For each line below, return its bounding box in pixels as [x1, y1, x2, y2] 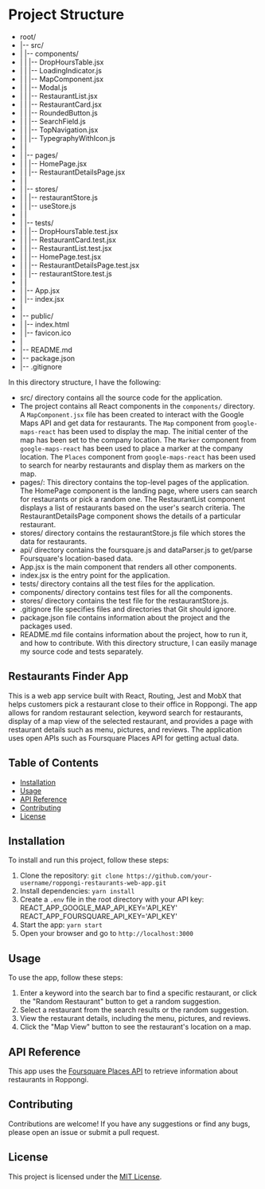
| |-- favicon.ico [19, 328, 72, 338]
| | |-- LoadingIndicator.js [19, 65, 102, 75]
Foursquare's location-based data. [19, 553, 134, 563]
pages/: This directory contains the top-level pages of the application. [19, 477, 249, 487]
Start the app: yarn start [19, 920, 103, 929]
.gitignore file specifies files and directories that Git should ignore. [19, 604, 236, 614]
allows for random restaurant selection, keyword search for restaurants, [8, 707, 244, 718]
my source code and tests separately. [19, 647, 143, 656]
